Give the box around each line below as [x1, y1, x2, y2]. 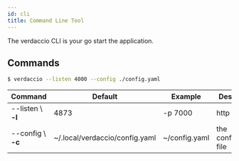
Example [171, 91, 201, 101]
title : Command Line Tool [7, 17, 84, 24]
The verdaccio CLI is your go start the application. [7, 36, 154, 45]
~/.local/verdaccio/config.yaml [53, 133, 156, 143]
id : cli [7, 10, 31, 18]
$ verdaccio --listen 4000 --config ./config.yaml [7, 76, 161, 83]
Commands [7, 57, 60, 69]
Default [92, 91, 118, 101]
